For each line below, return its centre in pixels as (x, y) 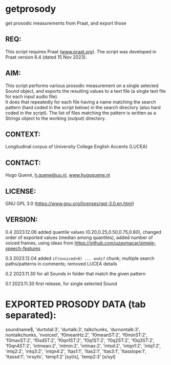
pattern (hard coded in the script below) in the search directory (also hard (83, 107)
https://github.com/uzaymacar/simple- (115, 243)
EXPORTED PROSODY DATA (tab (76, 304)
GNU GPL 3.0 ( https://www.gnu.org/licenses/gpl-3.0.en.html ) (70, 204)
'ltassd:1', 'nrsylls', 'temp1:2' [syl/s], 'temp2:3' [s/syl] (60, 356)
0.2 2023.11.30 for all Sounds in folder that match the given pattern (76, 273)
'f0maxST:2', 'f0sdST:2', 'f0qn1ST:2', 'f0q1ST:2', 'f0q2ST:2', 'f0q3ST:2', (80, 340)
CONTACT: (23, 163)
